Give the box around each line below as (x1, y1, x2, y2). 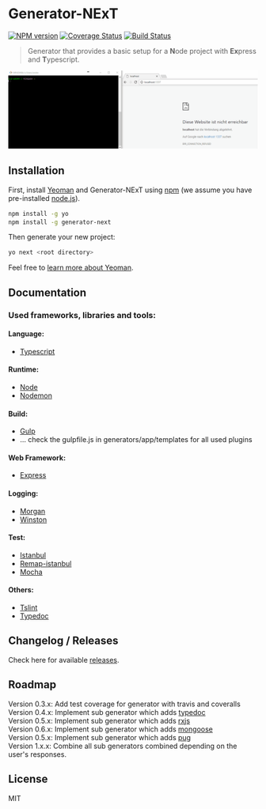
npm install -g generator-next (8, 218, 112, 226)
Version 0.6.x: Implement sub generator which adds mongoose (8, 724, 214, 734)
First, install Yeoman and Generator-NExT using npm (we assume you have (8, 185, 253, 195)
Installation (8, 164, 65, 178)
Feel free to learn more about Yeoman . (8, 263, 134, 273)
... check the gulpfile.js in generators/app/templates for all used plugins (19, 435, 253, 444)
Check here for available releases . (8, 655, 120, 664)
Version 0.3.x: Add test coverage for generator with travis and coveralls (8, 699, 241, 709)
